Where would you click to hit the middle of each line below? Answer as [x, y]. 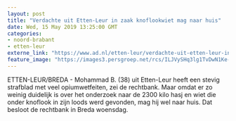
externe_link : [28, 53]
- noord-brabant [31, 40]
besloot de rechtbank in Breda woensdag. [68, 109]
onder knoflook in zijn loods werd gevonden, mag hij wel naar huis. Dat [110, 102]
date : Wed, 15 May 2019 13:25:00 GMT [63, 27]
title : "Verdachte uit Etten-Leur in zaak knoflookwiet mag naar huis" [114, 20]
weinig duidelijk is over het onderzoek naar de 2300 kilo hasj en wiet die [112, 94]
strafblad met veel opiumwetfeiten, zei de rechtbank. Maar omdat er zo [110, 87]
